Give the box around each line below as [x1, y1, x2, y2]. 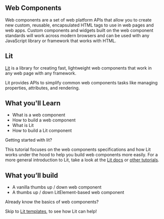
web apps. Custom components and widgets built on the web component [5, 27, 154, 33]
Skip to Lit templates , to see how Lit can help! [5, 208, 97, 215]
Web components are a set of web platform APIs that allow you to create [5, 17, 152, 23]
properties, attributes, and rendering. [5, 85, 80, 91]
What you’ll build [5, 171, 58, 179]
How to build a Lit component [12, 127, 72, 134]
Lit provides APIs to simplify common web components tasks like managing [5, 79, 158, 85]
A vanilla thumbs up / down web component [12, 184, 102, 190]
